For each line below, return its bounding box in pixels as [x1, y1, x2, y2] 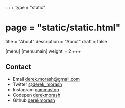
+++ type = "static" [5, 5, 46, 10]
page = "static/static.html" [5, 22, 121, 33]
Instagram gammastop [12, 86, 59, 92]
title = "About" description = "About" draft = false [5, 38, 107, 44]
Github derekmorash [12, 97, 55, 103]
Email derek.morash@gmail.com [12, 76, 80, 82]
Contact [5, 63, 31, 71]
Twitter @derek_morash [12, 81, 62, 87]
